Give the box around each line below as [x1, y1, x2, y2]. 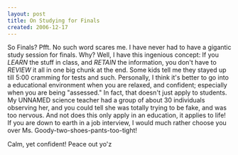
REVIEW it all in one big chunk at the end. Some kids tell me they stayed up [7, 65, 227, 75]
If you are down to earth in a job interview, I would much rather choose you [7, 119, 227, 127]
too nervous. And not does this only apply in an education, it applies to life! [7, 111, 226, 119]
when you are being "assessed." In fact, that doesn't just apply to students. [7, 88, 227, 97]
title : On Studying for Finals [7, 17, 100, 24]
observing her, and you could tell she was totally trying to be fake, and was [7, 104, 227, 112]
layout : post [7, 10, 46, 18]
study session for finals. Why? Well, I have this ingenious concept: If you [7, 50, 219, 59]
